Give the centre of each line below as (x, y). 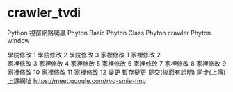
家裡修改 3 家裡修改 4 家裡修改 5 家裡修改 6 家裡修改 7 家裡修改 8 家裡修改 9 (117, 63)
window (18, 40)
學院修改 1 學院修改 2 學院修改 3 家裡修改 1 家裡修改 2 (84, 55)
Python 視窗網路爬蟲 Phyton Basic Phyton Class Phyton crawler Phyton (109, 33)
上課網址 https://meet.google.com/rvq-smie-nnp (77, 80)
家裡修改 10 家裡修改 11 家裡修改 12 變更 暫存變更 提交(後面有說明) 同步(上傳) (116, 72)
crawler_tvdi (44, 13)
